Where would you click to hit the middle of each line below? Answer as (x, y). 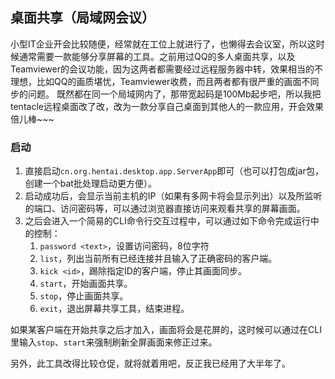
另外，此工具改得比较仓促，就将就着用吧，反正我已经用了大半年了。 (150, 364)
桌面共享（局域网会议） (82, 18)
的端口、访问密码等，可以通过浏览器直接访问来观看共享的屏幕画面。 (165, 209)
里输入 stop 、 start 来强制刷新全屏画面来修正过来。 (114, 342)
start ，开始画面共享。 (86, 284)
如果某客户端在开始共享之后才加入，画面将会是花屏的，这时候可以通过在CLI (166, 330)
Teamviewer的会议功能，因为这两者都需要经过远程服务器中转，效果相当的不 (166, 69)
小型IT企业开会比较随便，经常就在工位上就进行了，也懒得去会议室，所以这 (163, 44)
